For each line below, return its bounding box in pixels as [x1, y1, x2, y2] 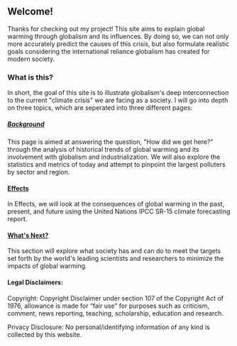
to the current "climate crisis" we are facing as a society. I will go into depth [7, 96, 228, 105]
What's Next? [7, 230, 49, 240]
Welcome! [7, 6, 53, 18]
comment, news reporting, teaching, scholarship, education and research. [7, 308, 224, 318]
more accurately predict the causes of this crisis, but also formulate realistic [7, 39, 229, 48]
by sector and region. [7, 168, 70, 177]
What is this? [7, 72, 53, 82]
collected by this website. [7, 330, 82, 339]
